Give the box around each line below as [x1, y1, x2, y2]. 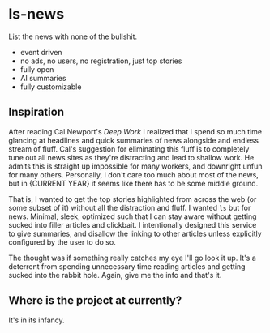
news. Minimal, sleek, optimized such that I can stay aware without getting [8, 211, 257, 221]
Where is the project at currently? [8, 293, 182, 308]
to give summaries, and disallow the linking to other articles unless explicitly [8, 228, 262, 238]
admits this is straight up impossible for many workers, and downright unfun [8, 161, 263, 171]
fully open [19, 64, 54, 74]
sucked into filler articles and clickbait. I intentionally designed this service [8, 220, 257, 229]
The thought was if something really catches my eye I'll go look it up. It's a [8, 253, 257, 263]
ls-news [8, 5, 65, 23]
